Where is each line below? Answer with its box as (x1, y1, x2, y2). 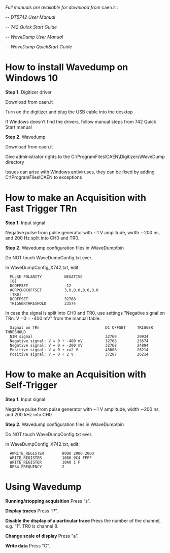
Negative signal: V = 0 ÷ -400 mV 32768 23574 (10, 338, 149, 344)
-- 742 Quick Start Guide (5, 24, 57, 30)
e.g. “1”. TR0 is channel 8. (5, 523, 59, 529)
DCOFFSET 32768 (10, 296, 76, 301)
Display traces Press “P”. (5, 508, 58, 514)
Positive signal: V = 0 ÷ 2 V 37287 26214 (10, 352, 149, 357)
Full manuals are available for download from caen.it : (5, 5, 119, 10)
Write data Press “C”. (5, 542, 50, 548)
